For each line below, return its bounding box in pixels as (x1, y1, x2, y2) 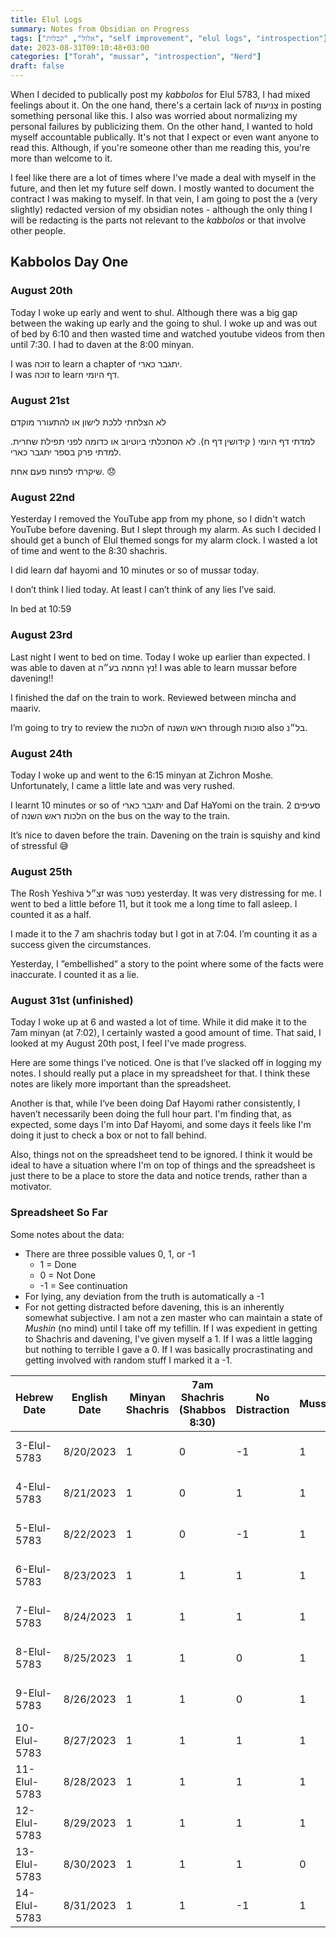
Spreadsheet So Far (10, 1206, 108, 1220)
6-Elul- (15, 1562, 52, 1576)
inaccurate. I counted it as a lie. (10, 969, 140, 981)
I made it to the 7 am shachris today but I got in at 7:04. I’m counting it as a (10, 928, 318, 940)
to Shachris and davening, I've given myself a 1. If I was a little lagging (24, 1332, 313, 1345)
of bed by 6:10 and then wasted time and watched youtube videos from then (10, 327, 326, 340)
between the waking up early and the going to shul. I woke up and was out (10, 317, 318, 329)
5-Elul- (15, 1521, 52, 1535)
